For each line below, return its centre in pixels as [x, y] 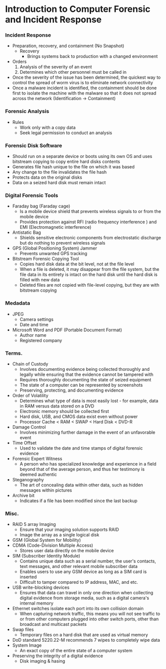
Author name [33, 335]
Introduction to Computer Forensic [78, 9]
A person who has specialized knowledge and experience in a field [88, 463]
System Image [27, 645]
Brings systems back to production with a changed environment [92, 56]
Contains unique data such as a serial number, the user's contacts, [88, 561]
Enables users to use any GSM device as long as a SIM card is [83, 572]
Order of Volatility [30, 395]
